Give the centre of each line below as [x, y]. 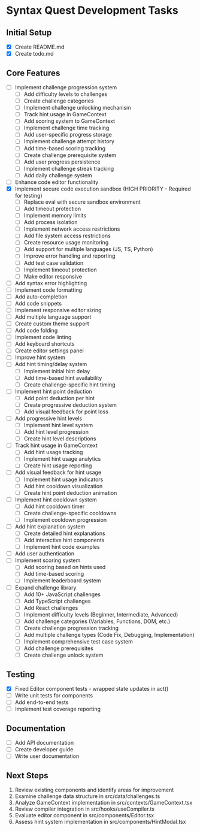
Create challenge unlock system [63, 655]
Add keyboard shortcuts [45, 344]
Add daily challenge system [58, 175]
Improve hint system [40, 358]
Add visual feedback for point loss [66, 412]
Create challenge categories [59, 101]
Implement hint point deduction [53, 391]
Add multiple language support [53, 317]
